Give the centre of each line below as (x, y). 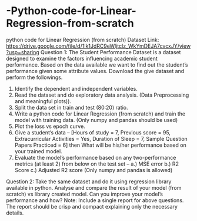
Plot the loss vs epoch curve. (50, 126)
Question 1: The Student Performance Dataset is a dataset (111, 52)
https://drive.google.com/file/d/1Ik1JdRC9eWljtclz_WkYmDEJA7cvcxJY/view (98, 46)
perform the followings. (34, 77)
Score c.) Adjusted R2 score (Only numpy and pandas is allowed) (94, 170)
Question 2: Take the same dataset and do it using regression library (89, 182)
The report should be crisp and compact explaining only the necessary (92, 206)
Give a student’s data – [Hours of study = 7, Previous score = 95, (92, 132)
